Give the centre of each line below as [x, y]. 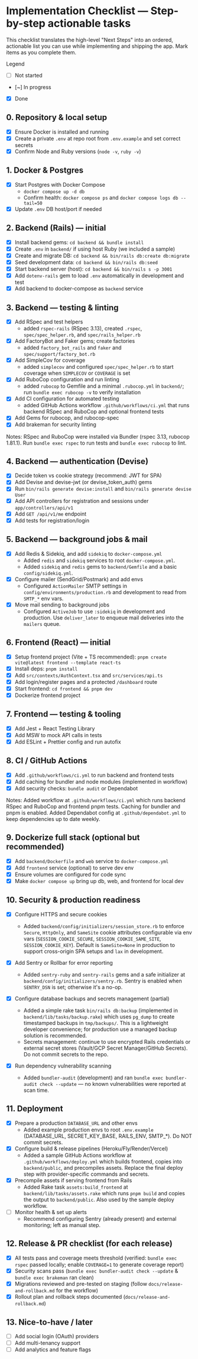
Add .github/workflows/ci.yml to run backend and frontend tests [94, 775]
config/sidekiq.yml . [48, 573]
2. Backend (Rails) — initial [56, 228]
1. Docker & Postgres [45, 171]
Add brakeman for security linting [55, 424]
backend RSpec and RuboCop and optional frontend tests [94, 411]
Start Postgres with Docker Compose [60, 184]
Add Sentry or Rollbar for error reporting [64, 962]
